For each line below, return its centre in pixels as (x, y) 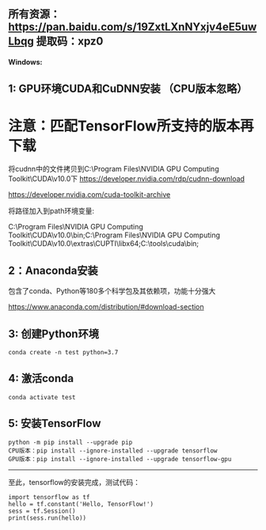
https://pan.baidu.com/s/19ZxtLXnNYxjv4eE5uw (133, 27)
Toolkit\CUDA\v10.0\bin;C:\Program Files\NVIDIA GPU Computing (114, 235)
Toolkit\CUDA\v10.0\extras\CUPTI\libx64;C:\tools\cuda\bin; (104, 244)
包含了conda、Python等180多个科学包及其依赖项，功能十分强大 (112, 291)
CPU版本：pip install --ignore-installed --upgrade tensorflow (113, 450)
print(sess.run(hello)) (47, 518)
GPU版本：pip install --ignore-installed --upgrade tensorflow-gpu (120, 459)
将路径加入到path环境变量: (51, 211)
